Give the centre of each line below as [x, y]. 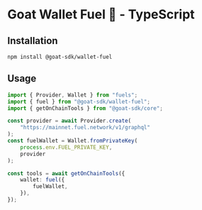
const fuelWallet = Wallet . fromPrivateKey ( [73, 141]
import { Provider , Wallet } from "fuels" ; [73, 95]
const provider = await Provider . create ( [69, 121]
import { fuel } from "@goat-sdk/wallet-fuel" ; [79, 101]
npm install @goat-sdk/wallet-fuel [60, 57]
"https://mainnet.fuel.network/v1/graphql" [85, 128]
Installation [33, 41]
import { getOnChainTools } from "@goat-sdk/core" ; [85, 108]
